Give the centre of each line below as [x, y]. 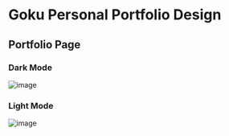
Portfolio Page [45, 45]
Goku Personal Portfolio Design [115, 15]
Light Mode [31, 105]
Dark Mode [30, 68]
